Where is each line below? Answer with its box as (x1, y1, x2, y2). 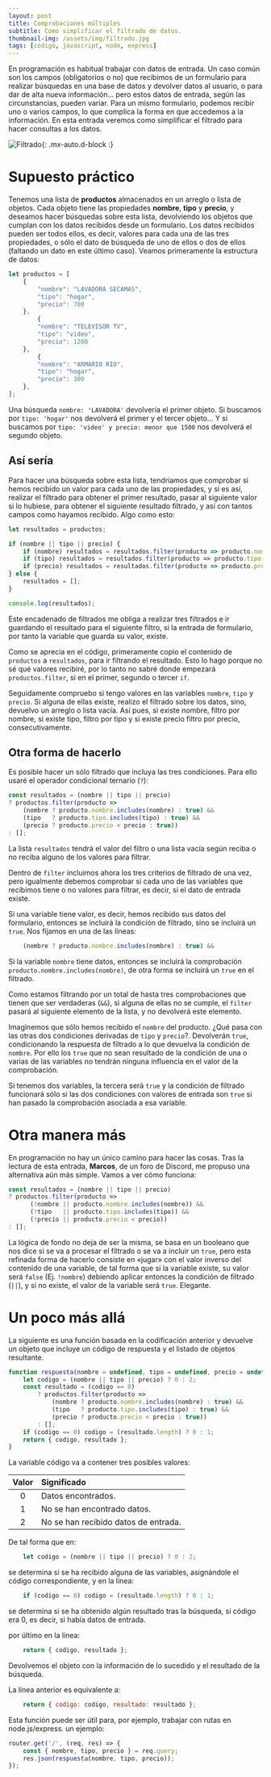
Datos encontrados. (40, 1491, 116, 1502)
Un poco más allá (8, 1308, 126, 1327)
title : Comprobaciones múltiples (8, 19, 121, 27)
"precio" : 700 (37, 300, 85, 308)
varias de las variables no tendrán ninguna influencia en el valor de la (8, 1056, 239, 1066)
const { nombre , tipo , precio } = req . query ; (23, 1746, 179, 1755)
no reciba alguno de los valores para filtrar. (8, 852, 152, 862)
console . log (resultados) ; (8, 599, 95, 608)
